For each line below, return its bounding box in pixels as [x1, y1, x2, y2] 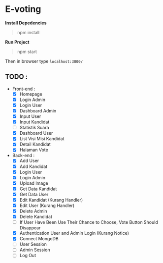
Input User [19, 113, 41, 119]
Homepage [19, 91, 43, 97]
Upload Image [19, 180, 48, 186]
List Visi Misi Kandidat [19, 136, 65, 142]
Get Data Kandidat [19, 186, 57, 192]
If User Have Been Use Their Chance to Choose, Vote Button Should [19, 219, 159, 225]
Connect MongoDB [19, 236, 59, 242]
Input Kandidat [19, 119, 50, 125]
